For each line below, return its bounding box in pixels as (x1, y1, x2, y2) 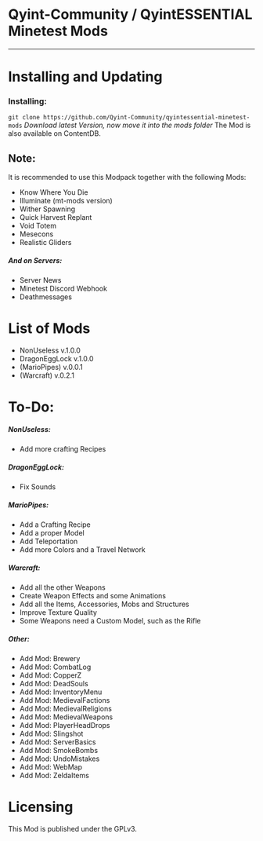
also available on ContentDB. (8, 129, 102, 138)
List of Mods (8, 320, 91, 338)
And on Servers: (8, 255, 63, 265)
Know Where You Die (19, 188, 88, 197)
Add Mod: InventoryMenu (19, 687, 103, 697)
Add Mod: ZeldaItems (19, 771, 90, 781)
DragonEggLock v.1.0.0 (19, 354, 94, 364)
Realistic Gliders (19, 238, 72, 247)
